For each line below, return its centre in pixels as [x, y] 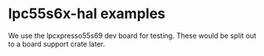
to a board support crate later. [57, 43]
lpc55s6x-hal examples [87, 14]
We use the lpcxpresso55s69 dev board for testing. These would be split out [132, 35]
